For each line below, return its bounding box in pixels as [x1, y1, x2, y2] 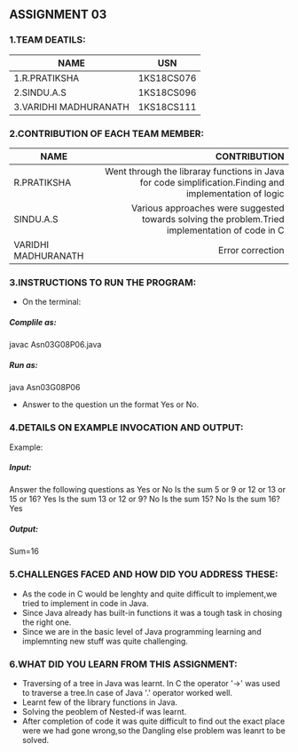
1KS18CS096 [137, 86, 197, 99]
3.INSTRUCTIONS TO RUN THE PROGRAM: [9, 276, 197, 288]
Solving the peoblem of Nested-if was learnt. [21, 707, 187, 717]
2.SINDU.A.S [13, 86, 67, 99]
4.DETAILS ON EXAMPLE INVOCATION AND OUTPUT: [9, 421, 244, 434]
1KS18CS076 [137, 71, 197, 84]
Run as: [9, 359, 38, 370]
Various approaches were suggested [131, 202, 285, 214]
